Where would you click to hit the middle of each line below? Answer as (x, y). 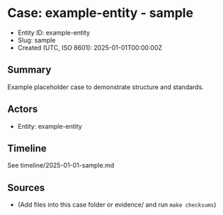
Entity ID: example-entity (54, 33)
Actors (23, 109)
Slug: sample (36, 40)
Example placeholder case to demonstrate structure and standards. (105, 87)
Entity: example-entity (50, 126)
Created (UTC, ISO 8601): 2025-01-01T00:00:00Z (90, 47)
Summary (29, 70)
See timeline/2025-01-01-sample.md (61, 165)
